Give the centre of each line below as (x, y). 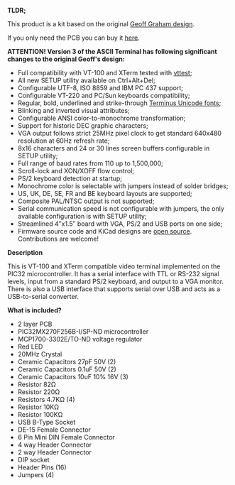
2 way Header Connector (55, 452)
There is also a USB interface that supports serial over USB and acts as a (114, 289)
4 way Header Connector (55, 445)
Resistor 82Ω (37, 384)
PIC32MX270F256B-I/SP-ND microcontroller (83, 332)
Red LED (30, 347)
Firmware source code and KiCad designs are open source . (105, 231)
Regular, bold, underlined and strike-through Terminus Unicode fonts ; (119, 103)
